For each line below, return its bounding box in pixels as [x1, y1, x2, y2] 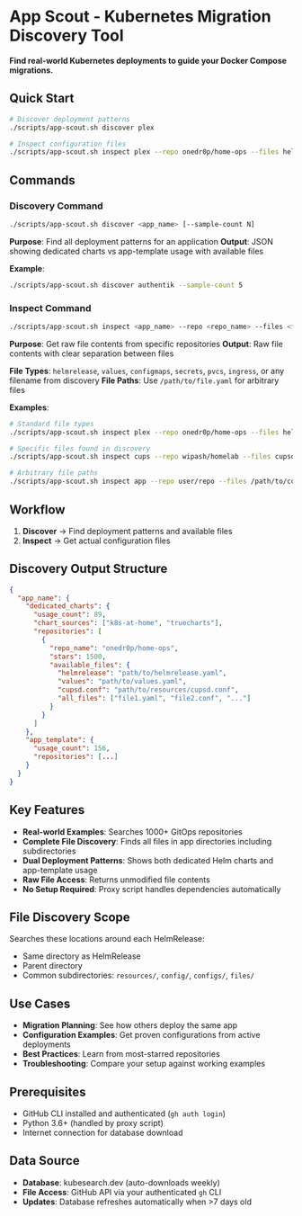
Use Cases [9, 996, 71, 1011]
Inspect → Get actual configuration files [22, 535, 171, 546]
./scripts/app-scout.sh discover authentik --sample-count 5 [9, 281, 244, 290]
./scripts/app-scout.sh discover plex [9, 123, 155, 132]
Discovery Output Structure [9, 561, 168, 577]
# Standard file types [9, 419, 94, 428]
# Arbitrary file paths [9, 469, 99, 478]
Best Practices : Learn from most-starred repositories [22, 1049, 220, 1060]
